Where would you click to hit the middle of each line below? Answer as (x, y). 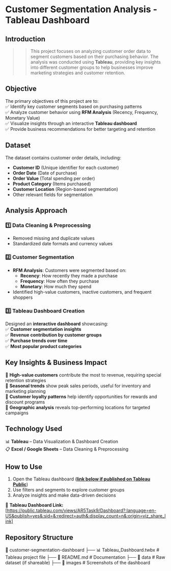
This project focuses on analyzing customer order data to (91, 51)
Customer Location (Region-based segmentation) (65, 189)
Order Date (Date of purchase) (45, 173)
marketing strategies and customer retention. (78, 73)
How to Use (24, 467)
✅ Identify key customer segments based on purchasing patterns (74, 106)
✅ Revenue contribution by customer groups (53, 335)
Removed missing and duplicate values (54, 238)
